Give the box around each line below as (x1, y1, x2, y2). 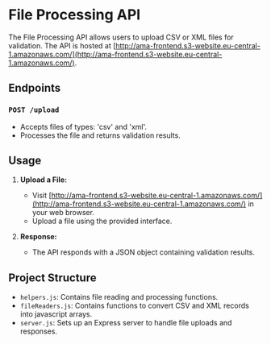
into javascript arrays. (19, 309, 93, 319)
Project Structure (8, 271, 97, 284)
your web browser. (31, 208, 95, 218)
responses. (19, 326, 58, 336)
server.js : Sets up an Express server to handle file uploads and (19, 318, 232, 328)
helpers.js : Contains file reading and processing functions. (19, 292, 219, 302)
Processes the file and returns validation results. (19, 131, 181, 140)
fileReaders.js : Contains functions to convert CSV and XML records (19, 300, 250, 311)
